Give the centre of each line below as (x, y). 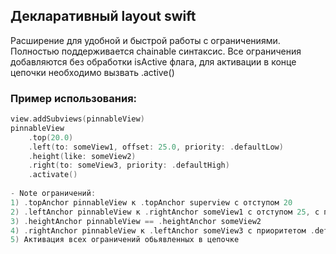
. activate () (53, 175)
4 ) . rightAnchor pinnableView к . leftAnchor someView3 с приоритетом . (162, 230)
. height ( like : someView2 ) (82, 156)
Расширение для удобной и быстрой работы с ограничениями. (145, 40)
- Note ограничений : (53, 194)
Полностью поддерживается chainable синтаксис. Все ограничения (156, 51)
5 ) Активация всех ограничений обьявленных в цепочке (125, 240)
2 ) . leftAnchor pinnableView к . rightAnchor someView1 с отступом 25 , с (165, 212)
